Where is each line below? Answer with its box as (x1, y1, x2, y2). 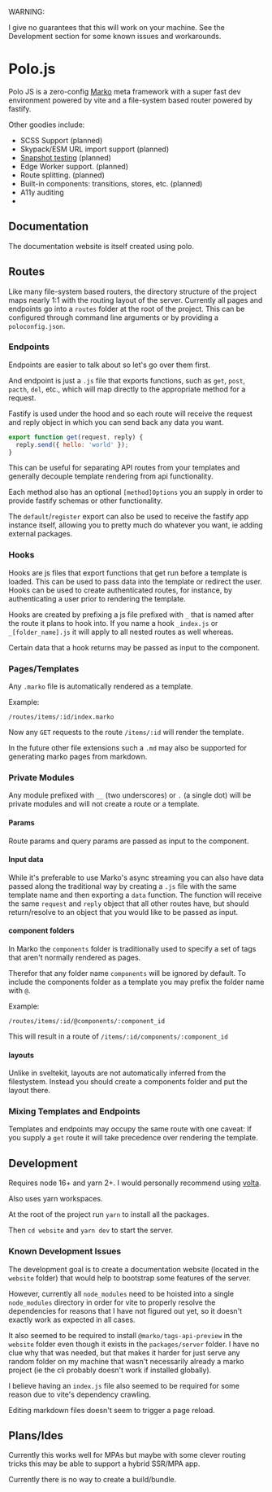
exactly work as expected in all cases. (8, 1315, 136, 1324)
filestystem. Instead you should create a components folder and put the (8, 1077, 248, 1087)
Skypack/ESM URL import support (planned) (19, 144, 170, 154)
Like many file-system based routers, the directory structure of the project (8, 287, 257, 296)
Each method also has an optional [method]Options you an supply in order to (8, 488, 264, 497)
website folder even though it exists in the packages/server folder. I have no (8, 1339, 260, 1349)
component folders (8, 925, 75, 935)
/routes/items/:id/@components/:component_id (8, 1017, 165, 1025)
